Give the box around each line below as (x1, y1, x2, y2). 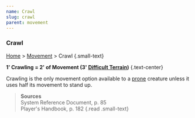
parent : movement (6, 19, 49, 25)
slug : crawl (6, 14, 35, 20)
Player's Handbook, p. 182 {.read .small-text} (20, 105, 129, 112)
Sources (20, 92, 42, 100)
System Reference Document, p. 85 (20, 99, 107, 106)
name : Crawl (6, 8, 35, 15)
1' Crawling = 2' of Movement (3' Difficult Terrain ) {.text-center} (6, 63, 163, 70)
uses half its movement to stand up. (6, 81, 93, 88)
